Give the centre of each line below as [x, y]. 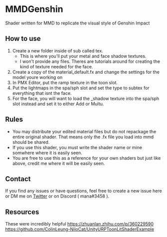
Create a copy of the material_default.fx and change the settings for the [86, 72]
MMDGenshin [34, 9]
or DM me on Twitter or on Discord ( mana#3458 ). [57, 196]
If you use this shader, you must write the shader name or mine [77, 147]
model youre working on [37, 77]
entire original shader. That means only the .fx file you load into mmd [83, 137]
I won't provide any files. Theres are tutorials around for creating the [90, 61]
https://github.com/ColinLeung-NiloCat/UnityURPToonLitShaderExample [80, 229]
